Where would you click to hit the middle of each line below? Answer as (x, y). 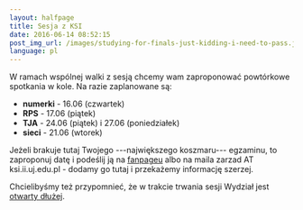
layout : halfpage (42, 18)
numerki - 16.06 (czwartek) (73, 104)
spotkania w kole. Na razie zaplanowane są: (91, 87)
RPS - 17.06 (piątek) (59, 114)
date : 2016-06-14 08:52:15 (60, 34)
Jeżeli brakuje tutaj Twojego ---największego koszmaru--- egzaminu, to (143, 151)
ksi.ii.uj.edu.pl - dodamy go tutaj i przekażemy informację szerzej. (132, 169)
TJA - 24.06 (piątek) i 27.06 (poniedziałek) (101, 123)
